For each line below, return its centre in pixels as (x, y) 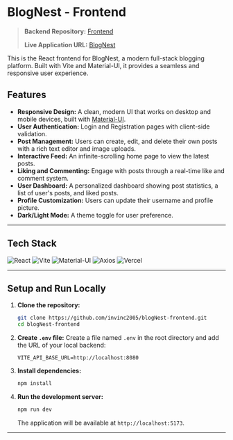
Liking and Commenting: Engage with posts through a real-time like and (121, 170)
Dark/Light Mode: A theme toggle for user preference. (95, 215)
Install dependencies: (49, 371)
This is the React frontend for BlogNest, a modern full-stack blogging (106, 58)
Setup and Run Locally (57, 288)
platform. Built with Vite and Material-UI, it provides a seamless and (103, 65)
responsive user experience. (48, 73)
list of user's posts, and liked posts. (68, 193)
